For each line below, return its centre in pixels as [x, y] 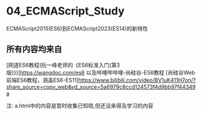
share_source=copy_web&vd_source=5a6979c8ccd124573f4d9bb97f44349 [101, 87]
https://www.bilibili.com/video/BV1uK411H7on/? [137, 80]
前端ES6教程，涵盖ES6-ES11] [42, 80]
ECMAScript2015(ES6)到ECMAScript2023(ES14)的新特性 [77, 28]
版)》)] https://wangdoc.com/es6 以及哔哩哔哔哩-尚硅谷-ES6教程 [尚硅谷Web [101, 72]
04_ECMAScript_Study [66, 11]
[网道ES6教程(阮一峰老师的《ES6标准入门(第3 [63, 65]
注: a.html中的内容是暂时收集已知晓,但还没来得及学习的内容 [80, 105]
